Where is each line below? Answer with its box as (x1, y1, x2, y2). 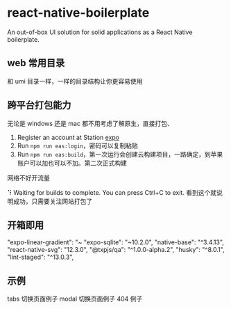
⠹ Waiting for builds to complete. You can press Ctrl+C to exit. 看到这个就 (7, 188, 217, 196)
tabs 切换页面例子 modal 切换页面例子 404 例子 (7, 294, 143, 303)
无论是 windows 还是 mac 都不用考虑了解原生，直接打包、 (7, 119, 173, 127)
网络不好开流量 (7, 173, 50, 182)
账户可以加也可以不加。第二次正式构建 (17, 159, 127, 167)
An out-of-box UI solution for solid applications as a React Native (7, 28, 193, 36)
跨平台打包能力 (7, 100, 71, 111)
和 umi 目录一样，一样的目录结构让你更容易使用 (7, 77, 143, 85)
